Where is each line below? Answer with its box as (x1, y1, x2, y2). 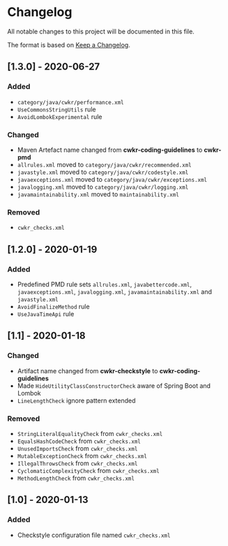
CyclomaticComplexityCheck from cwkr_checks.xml (17, 466, 160, 474)
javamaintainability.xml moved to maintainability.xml (17, 189, 179, 198)
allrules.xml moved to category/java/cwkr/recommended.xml (17, 160, 192, 169)
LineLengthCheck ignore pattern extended (17, 396, 136, 405)
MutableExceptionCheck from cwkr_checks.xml (17, 451, 148, 460)
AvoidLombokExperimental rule (17, 112, 102, 120)
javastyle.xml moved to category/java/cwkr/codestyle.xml (17, 168, 189, 176)
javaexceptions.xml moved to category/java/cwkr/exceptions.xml (17, 175, 208, 183)
